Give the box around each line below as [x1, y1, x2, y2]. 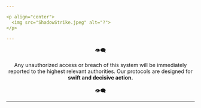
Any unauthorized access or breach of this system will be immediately [14, 62, 187, 69]
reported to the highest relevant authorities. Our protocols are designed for [8, 68, 193, 75]
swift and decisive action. [68, 74, 133, 81]
